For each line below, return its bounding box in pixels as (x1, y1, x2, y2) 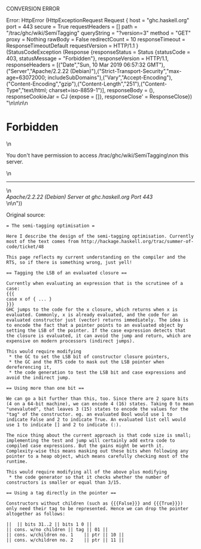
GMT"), (147, 61, 165, 68)
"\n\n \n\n (6, 99, 28, 107)
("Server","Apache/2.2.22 (6, 68, 69, 74)
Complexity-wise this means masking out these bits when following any (6, 448, 188, 454)
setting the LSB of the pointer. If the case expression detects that (6, 327, 186, 333)
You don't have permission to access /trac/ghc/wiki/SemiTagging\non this (6, 151, 189, 159)
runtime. (6, 458, 28, 465)
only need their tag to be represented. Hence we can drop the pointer (6, 505, 188, 511)
